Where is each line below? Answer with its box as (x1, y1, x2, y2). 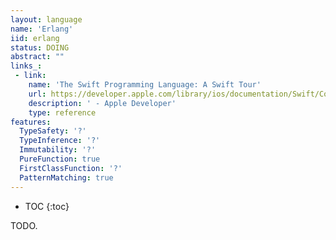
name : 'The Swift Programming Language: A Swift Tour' (28, 80, 262, 90)
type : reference (28, 107, 97, 118)
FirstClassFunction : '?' (19, 163, 123, 173)
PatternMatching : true (19, 172, 114, 183)
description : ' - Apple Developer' (28, 98, 177, 108)
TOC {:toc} (24, 200, 70, 212)
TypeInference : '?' (19, 136, 101, 146)
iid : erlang (10, 33, 60, 43)
